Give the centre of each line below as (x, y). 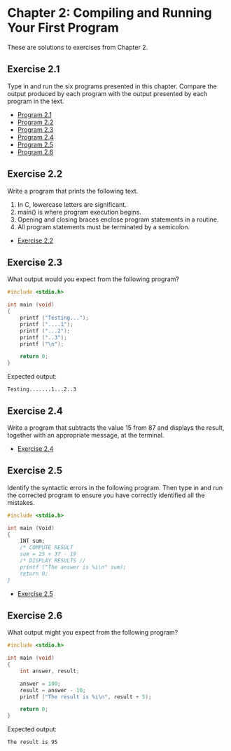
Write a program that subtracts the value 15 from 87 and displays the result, (116, 427)
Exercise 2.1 (34, 69)
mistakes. (21, 502)
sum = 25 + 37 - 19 (48, 554)
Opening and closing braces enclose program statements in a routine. (118, 219)
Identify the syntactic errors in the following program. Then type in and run (115, 487)
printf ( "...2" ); (45, 331)
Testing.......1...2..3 (42, 390)
